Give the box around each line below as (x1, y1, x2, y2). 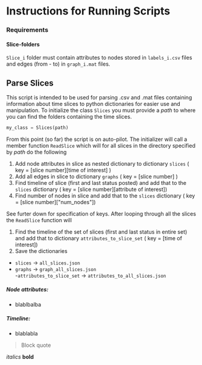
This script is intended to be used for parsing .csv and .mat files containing (6, 94, 192, 101)
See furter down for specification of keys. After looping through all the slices (6, 210, 197, 217)
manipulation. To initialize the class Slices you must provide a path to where (6, 107, 196, 114)
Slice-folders (6, 40, 40, 48)
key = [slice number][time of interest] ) (14, 167, 112, 173)
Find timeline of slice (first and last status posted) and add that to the (14, 179, 187, 186)
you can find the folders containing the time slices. (6, 113, 132, 120)
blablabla (14, 329, 38, 337)
